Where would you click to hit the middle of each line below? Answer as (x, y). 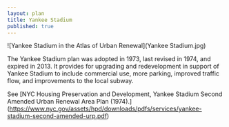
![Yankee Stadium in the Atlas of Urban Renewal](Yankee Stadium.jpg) (107, 46)
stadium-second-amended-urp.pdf (57, 116)
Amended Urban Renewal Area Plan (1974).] (70, 102)
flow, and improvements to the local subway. (70, 81)
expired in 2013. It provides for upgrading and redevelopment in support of (113, 67)
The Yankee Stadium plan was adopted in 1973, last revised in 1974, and (109, 59)
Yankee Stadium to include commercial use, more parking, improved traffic (113, 73)
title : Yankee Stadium (40, 20)
